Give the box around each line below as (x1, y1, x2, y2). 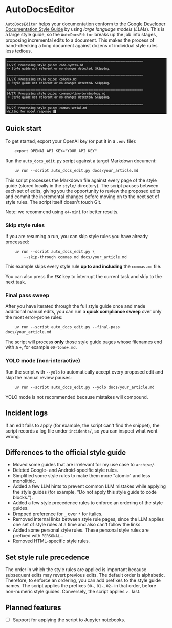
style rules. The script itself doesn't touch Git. (5, 199, 102, 205)
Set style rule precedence (5, 553, 90, 561)
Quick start (5, 124, 42, 133)
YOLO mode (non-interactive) (5, 357, 80, 364)
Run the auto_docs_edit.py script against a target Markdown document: (5, 158, 157, 164)
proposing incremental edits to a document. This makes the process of (5, 37, 155, 43)
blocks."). (12, 494, 33, 501)
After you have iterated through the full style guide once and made (5, 303, 146, 309)
